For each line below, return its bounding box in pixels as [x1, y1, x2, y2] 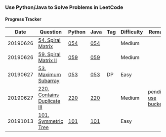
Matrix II [38, 57, 57, 64]
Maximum [38, 71, 61, 78]
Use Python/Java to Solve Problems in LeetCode [5, 4, 124, 11]
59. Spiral [38, 51, 61, 58]
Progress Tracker [5, 16, 41, 22]
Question [40, 28, 62, 35]
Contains [38, 91, 59, 98]
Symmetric [38, 118, 64, 125]
